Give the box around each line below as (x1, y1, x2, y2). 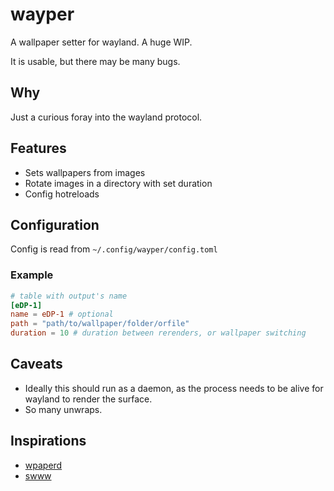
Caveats (10, 356, 63, 373)
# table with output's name (10, 291, 128, 301)
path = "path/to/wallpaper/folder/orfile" (10, 319, 190, 329)
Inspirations (10, 433, 87, 450)
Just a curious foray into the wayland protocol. (10, 111, 203, 123)
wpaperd (24, 459, 63, 471)
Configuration (10, 216, 100, 233)
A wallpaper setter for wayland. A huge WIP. (10, 36, 193, 48)
